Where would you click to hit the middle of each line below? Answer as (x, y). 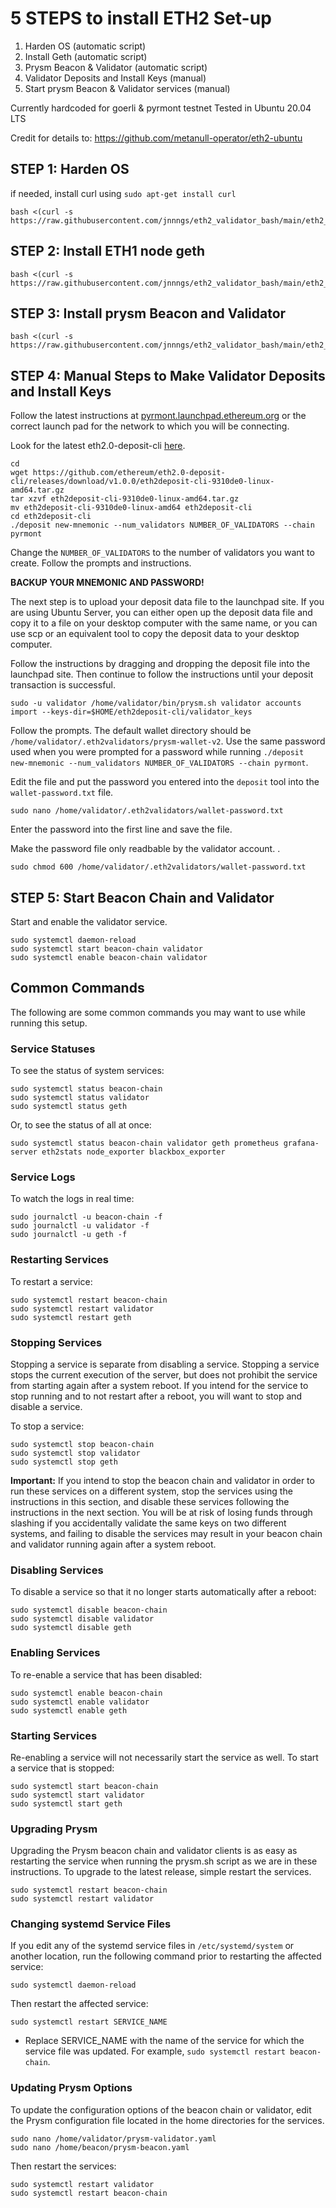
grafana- (301, 1143)
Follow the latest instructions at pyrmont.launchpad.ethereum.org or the (158, 416)
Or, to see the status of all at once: (81, 1125)
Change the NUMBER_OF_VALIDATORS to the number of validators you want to (162, 553)
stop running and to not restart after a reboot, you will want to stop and (156, 1396)
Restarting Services (59, 1260)
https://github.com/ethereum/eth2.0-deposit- (129, 473)
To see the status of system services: (87, 1071)
